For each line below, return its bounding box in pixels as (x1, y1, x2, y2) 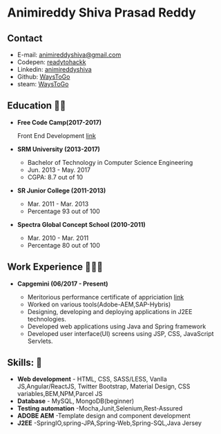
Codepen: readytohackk (17, 58, 86, 66)
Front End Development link (17, 131, 97, 139)
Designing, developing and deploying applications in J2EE (27, 307, 193, 315)
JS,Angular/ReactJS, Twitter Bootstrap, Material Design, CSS (17, 382, 191, 391)
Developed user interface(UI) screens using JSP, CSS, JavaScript (27, 329, 214, 337)
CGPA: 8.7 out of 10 (27, 172, 84, 181)
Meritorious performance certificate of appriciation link (27, 293, 184, 301)
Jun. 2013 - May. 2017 (27, 166, 91, 174)
